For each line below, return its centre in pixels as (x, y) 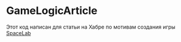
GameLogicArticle (52, 11)
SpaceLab (19, 33)
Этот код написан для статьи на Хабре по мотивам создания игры (91, 27)
